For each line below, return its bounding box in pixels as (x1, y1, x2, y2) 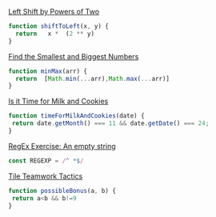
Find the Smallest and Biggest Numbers (8, 51, 139, 61)
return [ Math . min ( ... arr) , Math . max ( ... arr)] (15, 74, 170, 82)
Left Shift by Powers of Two (8, 7, 100, 16)
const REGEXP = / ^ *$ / (8, 156, 84, 165)
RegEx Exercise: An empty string (8, 141, 116, 151)
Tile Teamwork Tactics (8, 171, 83, 181)
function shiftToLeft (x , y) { (8, 22, 110, 30)
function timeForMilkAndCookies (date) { (8, 112, 146, 120)
